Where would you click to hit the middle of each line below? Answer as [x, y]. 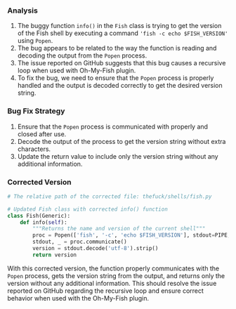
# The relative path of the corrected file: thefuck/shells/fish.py [110, 196]
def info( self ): [44, 222]
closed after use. [42, 134]
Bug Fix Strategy [36, 111]
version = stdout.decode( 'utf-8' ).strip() [96, 249]
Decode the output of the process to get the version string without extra [122, 141]
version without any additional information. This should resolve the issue [112, 283]
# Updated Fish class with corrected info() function [88, 209]
